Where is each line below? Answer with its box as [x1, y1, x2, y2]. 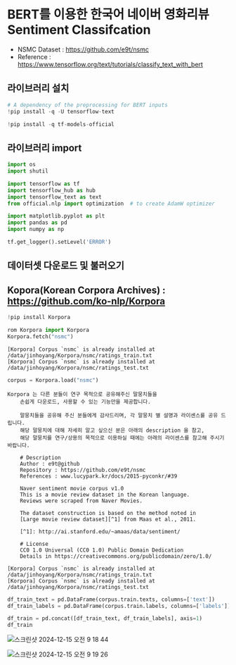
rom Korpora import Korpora [7, 327, 90, 334]
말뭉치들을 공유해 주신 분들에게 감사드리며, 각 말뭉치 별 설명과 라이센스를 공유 [20, 411, 218, 419]
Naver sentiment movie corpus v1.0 [20, 485, 124, 492]
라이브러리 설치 [7, 82, 70, 94]
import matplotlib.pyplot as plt [7, 213, 105, 220]
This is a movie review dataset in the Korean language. [20, 491, 190, 498]
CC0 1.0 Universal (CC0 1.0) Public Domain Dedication [20, 547, 184, 554]
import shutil [7, 168, 49, 175]
